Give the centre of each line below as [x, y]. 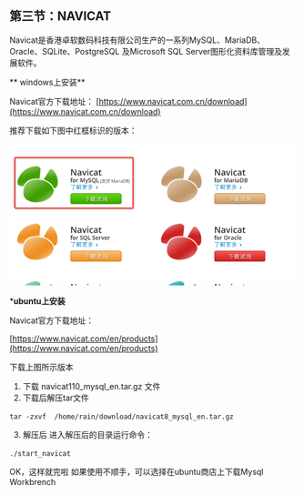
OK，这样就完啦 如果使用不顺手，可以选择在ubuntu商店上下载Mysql [137, 471]
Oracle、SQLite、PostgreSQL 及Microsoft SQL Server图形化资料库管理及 [146, 51]
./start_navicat [40, 453]
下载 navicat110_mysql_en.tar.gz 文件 [91, 386]
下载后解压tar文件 [56, 398]
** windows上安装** [47, 82]
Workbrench [33, 481]
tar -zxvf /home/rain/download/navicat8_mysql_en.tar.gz [122, 417]
